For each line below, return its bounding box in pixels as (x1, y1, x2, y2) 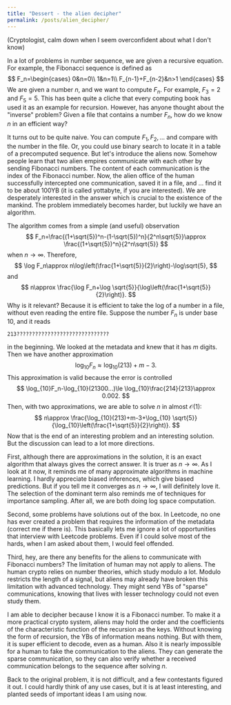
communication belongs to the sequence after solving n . (7, 662, 168, 670)
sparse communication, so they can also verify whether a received (7, 654, 197, 663)
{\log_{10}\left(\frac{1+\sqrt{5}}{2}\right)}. (51, 421, 171, 430)
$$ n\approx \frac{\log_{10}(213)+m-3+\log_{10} (34, 414, 171, 422)
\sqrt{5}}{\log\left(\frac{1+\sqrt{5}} (112, 283, 212, 291)
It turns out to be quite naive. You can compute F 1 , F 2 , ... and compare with (7, 133, 219, 143)
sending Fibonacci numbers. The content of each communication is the (7, 164, 210, 172)
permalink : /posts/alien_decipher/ (7, 17, 110, 24)
